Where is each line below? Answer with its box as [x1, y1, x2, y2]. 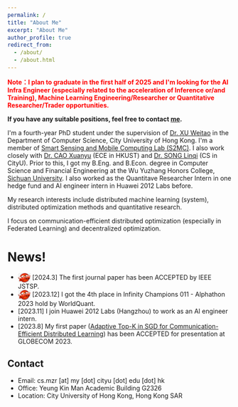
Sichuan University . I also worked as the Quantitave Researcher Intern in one [7, 174, 232, 182]
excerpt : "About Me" [7, 26, 69, 33]
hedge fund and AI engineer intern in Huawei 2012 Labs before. [7, 181, 193, 190]
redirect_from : [7, 41, 53, 49]
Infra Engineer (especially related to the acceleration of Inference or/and [7, 85, 226, 94]
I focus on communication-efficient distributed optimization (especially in [7, 216, 222, 225]
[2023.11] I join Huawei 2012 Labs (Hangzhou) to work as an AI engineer [17, 307, 229, 315]
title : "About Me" [7, 18, 62, 26]
